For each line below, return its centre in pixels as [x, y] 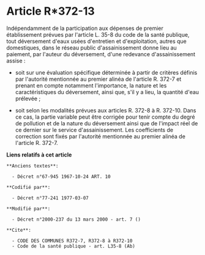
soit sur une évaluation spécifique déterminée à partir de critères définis [106, 72]
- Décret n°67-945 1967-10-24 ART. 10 [61, 176]
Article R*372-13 [50, 11]
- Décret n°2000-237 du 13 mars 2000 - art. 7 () [76, 219]
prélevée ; [28, 98]
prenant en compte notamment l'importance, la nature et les [91, 85]
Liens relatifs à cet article [39, 155]
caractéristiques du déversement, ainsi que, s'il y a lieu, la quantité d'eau [107, 92]
